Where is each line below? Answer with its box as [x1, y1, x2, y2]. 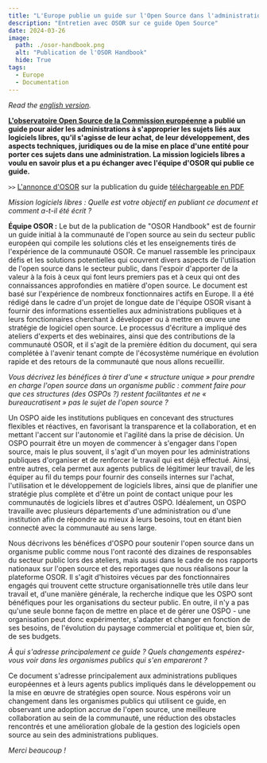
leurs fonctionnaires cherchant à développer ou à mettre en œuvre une [8, 314, 241, 323]
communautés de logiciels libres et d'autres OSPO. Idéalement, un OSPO [8, 497, 246, 507]
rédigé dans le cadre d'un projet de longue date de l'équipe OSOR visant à [8, 297, 252, 307]
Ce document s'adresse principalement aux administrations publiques [8, 671, 238, 680]
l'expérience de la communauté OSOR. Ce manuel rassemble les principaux [8, 246, 256, 256]
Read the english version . [8, 100, 91, 110]
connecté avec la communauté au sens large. [8, 522, 157, 532]
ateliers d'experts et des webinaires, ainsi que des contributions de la [8, 331, 236, 341]
